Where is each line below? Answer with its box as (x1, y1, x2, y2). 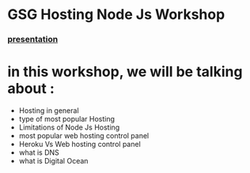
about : (7, 80, 55, 98)
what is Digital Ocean (18, 156, 89, 166)
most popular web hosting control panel (18, 131, 150, 141)
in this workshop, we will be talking (7, 63, 243, 81)
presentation (7, 34, 59, 45)
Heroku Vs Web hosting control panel (18, 140, 142, 149)
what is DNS (18, 148, 60, 157)
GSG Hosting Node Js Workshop (7, 6, 225, 24)
